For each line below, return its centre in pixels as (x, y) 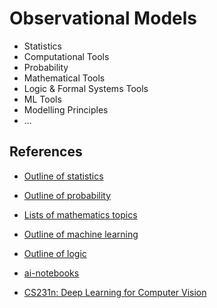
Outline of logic (55, 253)
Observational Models (103, 18)
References (46, 152)
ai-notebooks (51, 273)
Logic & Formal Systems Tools (86, 88)
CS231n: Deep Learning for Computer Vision (115, 292)
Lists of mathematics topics (80, 214)
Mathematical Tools (64, 78)
